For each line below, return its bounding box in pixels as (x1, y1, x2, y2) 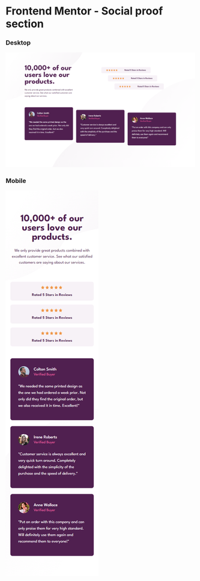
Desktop (5, 39, 31, 47)
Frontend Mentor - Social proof (5, 4, 163, 18)
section (5, 17, 44, 31)
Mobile (5, 176, 26, 185)
